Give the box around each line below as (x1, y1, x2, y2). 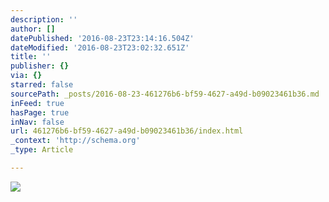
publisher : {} (10, 61, 70, 71)
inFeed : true (10, 98, 65, 108)
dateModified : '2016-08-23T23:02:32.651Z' (10, 42, 190, 53)
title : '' (10, 52, 52, 62)
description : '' (10, 14, 78, 25)
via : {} (10, 71, 43, 81)
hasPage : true (10, 107, 70, 118)
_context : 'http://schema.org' (10, 136, 141, 146)
